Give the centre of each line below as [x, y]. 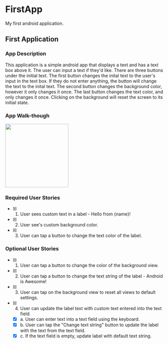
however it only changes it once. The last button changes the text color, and [84, 92]
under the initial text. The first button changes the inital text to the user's [80, 75]
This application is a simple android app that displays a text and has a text [82, 65]
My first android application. [35, 23]
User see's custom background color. [59, 225]
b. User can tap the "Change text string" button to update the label [89, 325]
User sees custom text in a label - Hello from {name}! [75, 214]
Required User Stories [33, 198]
